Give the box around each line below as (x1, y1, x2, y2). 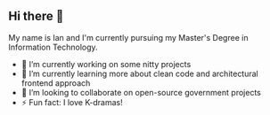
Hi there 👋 (8, 9, 64, 24)
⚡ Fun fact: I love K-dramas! (20, 96, 123, 107)
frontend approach (20, 77, 91, 88)
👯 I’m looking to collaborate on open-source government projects (20, 87, 262, 97)
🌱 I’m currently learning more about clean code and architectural (20, 68, 259, 79)
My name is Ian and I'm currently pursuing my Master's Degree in (8, 32, 249, 42)
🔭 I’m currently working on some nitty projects (20, 58, 192, 69)
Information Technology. (8, 42, 99, 52)
